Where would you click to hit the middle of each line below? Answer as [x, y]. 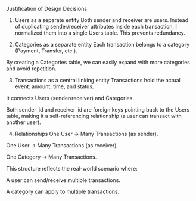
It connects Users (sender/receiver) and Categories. [70, 98]
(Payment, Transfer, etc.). [46, 51]
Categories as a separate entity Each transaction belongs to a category [102, 44]
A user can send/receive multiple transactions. [63, 180]
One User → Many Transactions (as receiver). [62, 145]
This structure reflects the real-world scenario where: [72, 168]
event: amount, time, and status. [54, 86]
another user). [24, 122]
